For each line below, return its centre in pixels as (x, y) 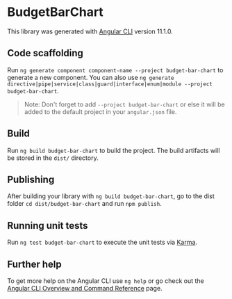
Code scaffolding (45, 53)
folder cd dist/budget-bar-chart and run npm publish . (84, 204)
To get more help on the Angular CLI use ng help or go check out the (106, 281)
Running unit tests (48, 226)
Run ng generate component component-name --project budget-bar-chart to (115, 70)
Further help (35, 264)
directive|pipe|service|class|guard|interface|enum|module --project (110, 84)
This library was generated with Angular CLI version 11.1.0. (90, 31)
